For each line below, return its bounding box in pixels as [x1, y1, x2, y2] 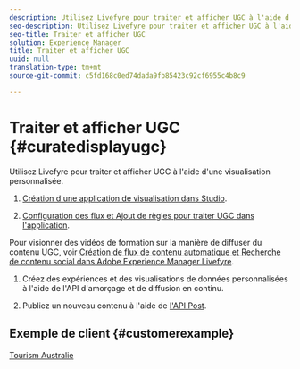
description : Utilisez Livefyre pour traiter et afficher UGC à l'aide [9, 13, 281, 22]
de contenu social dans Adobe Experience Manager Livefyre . [9, 256, 235, 266]
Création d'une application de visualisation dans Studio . [21, 193, 228, 204]
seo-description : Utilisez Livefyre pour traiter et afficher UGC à [9, 21, 270, 30]
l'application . [21, 220, 70, 231]
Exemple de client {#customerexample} [9, 326, 235, 341]
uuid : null [9, 55, 50, 63]
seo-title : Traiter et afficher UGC [9, 29, 146, 38]
